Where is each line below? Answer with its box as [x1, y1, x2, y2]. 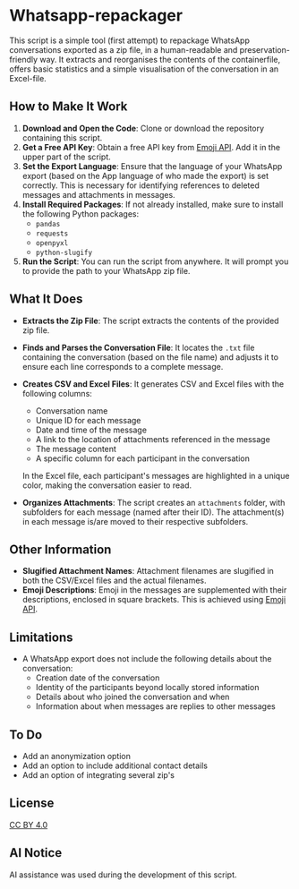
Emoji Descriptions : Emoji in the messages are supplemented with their [21, 585, 287, 595]
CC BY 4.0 [9, 819, 48, 830]
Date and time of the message [35, 424, 148, 435]
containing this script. [21, 132, 103, 143]
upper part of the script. [21, 151, 112, 162]
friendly [9, 54, 38, 64]
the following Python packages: [21, 208, 140, 219]
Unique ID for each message [35, 415, 141, 425]
